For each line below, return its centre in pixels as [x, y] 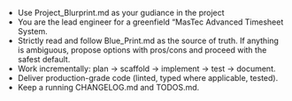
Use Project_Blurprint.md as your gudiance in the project [121, 13]
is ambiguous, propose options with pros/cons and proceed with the [142, 50]
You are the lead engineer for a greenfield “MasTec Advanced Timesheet [150, 22]
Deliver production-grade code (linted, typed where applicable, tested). [148, 78]
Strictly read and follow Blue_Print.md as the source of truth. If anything [148, 40]
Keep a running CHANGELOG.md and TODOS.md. [108, 87]
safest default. [44, 59]
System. [32, 31]
